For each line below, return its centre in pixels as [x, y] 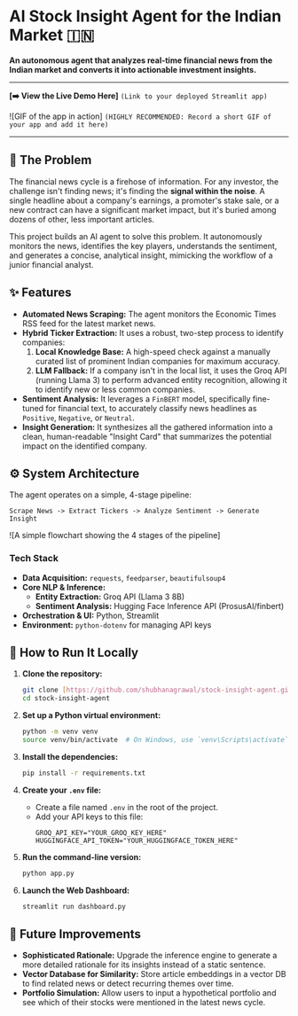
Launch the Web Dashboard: [76, 890]
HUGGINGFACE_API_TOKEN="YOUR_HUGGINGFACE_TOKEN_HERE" [137, 840]
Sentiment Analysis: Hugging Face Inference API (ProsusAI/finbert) [160, 606]
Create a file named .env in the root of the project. [127, 807]
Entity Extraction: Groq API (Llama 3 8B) [110, 597]
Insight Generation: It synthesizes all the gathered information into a [147, 426]
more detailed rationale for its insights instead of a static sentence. [144, 965]
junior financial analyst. [51, 264]
